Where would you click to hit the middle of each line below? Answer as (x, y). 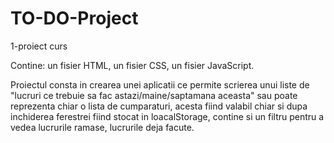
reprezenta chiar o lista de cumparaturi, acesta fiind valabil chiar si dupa (159, 106)
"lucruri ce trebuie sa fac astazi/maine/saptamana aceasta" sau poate (154, 95)
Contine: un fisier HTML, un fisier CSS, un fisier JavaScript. (132, 65)
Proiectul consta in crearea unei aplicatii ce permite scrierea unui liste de (160, 84)
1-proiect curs (39, 46)
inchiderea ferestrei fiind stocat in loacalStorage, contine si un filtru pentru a (167, 116)
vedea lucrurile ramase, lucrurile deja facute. (102, 127)
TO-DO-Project (74, 18)
